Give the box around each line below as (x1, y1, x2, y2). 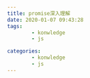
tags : (7, 23, 22, 29)
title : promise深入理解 (7, 10, 70, 17)
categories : (7, 48, 41, 55)
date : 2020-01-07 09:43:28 (7, 16, 84, 23)
